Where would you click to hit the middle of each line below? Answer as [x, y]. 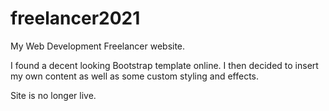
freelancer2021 [75, 18]
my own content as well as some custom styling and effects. [135, 76]
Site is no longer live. [53, 95]
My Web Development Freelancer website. [98, 46]
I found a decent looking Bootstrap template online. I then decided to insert [164, 65]
